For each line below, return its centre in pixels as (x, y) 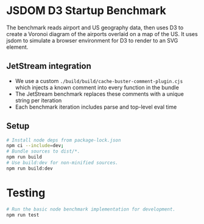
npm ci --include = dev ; (35, 146)
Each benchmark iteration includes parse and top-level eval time (96, 107)
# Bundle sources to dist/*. (43, 151)
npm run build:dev (30, 168)
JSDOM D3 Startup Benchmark (86, 11)
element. (17, 47)
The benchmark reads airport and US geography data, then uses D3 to (95, 27)
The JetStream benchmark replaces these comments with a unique (99, 94)
